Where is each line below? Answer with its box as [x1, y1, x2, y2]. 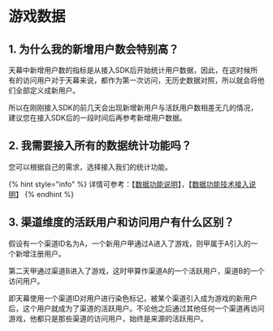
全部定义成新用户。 [15, 86, 80, 95]
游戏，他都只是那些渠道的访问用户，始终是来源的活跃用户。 [8, 313, 208, 323]
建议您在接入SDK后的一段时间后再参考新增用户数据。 [8, 113, 187, 123]
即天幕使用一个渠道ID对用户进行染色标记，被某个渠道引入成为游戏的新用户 [8, 293, 258, 303]
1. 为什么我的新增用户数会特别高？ [8, 42, 180, 56]
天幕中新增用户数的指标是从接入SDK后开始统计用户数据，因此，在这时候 [8, 66, 251, 75]
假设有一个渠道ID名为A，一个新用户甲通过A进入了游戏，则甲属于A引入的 [8, 239, 251, 248]
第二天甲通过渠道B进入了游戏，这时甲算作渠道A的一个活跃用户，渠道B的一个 [8, 265, 265, 276]
